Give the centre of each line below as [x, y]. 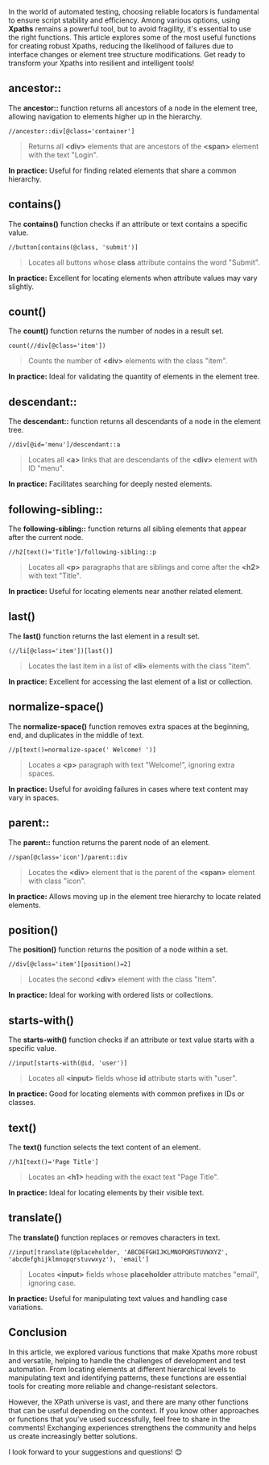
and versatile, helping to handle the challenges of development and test [127, 1360]
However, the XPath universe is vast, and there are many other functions [128, 1402]
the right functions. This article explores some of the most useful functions [132, 37]
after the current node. [46, 538]
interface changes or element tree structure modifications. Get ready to [127, 54]
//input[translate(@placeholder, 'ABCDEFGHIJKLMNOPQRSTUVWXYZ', [118, 1252]
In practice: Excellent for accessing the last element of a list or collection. [130, 681]
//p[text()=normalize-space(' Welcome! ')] [83, 750]
